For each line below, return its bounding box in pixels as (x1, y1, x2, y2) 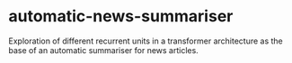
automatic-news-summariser (8, 6, 234, 27)
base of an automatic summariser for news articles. (8, 44, 199, 55)
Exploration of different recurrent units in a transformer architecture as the (8, 35, 284, 46)
